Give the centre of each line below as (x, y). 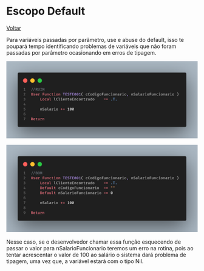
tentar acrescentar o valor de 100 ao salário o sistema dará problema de (96, 255)
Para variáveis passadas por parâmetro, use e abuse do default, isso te (95, 39)
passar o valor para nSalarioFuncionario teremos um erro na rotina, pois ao (100, 248)
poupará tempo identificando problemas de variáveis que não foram (91, 46)
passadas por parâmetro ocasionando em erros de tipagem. (81, 52)
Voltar (14, 28)
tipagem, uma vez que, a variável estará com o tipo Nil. (75, 261)
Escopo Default (46, 11)
